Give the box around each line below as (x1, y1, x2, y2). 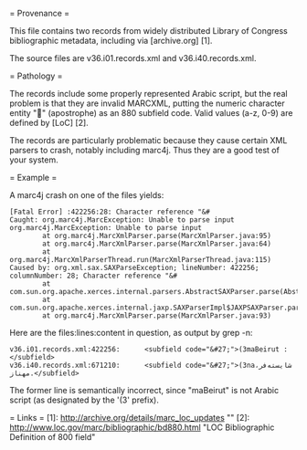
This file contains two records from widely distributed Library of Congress (9, 26, 288, 36)
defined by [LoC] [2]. (9, 118, 89, 128)
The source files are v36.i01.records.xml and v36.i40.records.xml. (9, 53, 257, 63)
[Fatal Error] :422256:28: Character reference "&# (9, 207, 210, 216)
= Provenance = (9, 8, 70, 18)
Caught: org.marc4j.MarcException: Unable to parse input (9, 215, 235, 225)
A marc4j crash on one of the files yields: (9, 190, 164, 200)
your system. (9, 154, 59, 165)
